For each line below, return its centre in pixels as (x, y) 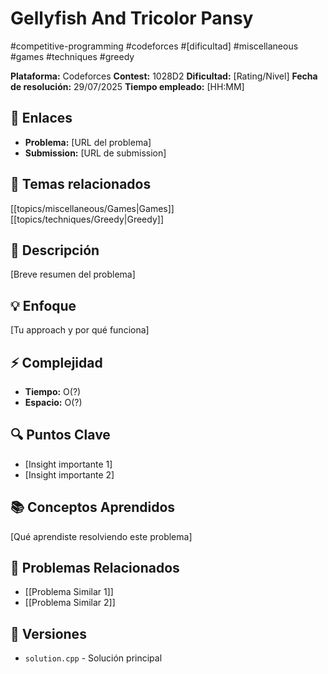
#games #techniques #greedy (72, 56)
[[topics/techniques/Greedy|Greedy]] (87, 219)
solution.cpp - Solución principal (93, 658)
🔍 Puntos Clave (60, 435)
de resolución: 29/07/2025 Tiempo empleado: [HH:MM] (127, 86)
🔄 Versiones (48, 633)
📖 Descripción (55, 250)
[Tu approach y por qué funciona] (80, 330)
